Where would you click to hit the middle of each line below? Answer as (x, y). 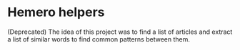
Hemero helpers (56, 12)
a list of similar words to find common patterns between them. (99, 39)
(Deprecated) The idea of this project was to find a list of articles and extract (120, 32)
